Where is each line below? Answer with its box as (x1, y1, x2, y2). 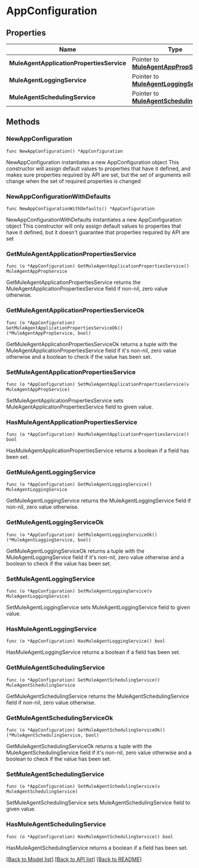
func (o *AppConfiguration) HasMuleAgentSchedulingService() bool (6, 834, 174, 840)
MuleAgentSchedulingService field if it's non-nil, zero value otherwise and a (6, 749, 192, 756)
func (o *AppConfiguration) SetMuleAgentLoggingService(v (6, 588, 152, 594)
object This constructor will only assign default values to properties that (6, 222, 182, 229)
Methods (6, 117, 40, 127)
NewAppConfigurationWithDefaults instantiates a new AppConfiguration (6, 216, 182, 223)
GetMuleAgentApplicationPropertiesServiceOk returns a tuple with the (6, 340, 178, 347)
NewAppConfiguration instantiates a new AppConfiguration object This (6, 158, 179, 165)
